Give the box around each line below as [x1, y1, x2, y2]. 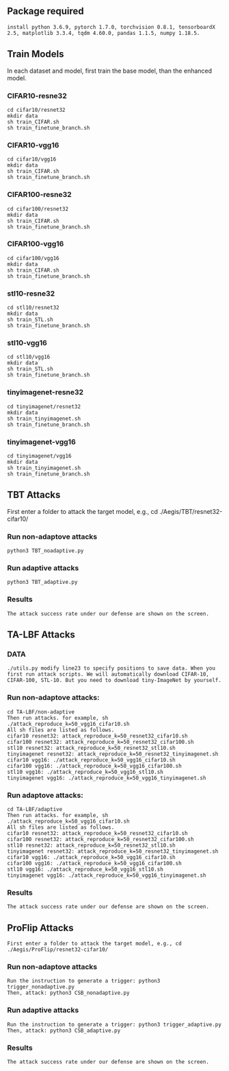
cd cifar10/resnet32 [7, 106, 66, 113]
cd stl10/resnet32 [7, 305, 59, 311]
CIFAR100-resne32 [7, 190, 72, 200]
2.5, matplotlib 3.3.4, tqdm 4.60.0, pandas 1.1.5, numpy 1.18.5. [7, 30, 200, 36]
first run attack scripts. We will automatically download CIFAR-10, [7, 671, 210, 678]
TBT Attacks [7, 489, 61, 501]
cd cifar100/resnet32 [7, 205, 69, 212]
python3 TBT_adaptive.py [7, 579, 78, 586]
